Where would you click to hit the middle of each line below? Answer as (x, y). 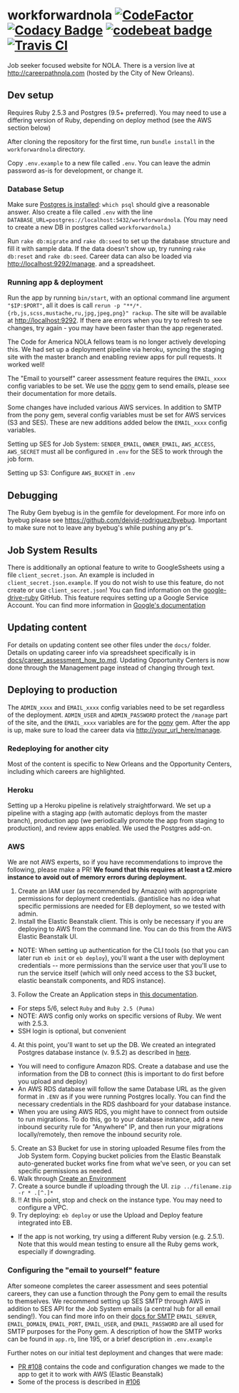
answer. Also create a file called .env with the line (80, 212)
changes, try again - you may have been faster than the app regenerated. (115, 328)
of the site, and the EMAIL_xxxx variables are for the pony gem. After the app (119, 722)
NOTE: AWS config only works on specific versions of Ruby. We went (119, 1016)
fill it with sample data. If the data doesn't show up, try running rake (107, 249)
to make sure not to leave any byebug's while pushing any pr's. (100, 528)
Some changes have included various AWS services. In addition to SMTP (115, 407)
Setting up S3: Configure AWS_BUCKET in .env (71, 473)
